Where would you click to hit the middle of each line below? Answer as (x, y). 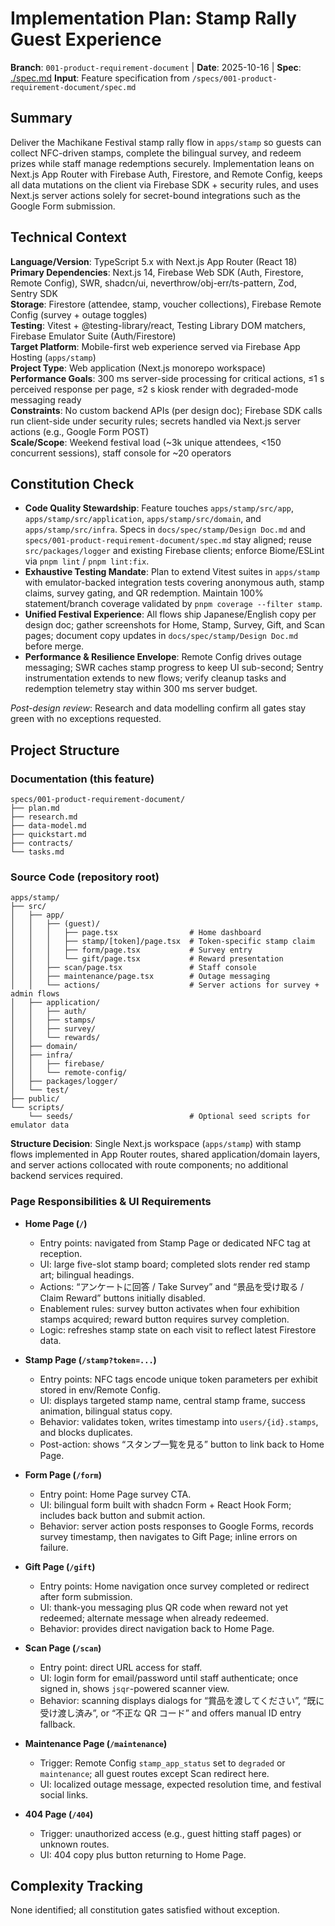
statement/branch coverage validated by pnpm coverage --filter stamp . (173, 604)
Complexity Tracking (77, 1886)
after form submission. (86, 1596)
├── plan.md (35, 808)
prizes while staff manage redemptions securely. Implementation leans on (162, 163)
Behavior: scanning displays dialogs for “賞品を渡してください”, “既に (182, 1700)
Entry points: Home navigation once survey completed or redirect (174, 1586)
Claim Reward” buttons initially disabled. (122, 1298)
